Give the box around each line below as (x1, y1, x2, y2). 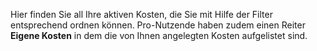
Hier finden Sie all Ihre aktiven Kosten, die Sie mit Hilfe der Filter (10, 9, 273, 20)
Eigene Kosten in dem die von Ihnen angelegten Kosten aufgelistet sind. (10, 30, 308, 41)
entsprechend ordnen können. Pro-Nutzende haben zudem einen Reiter (10, 19, 306, 31)
